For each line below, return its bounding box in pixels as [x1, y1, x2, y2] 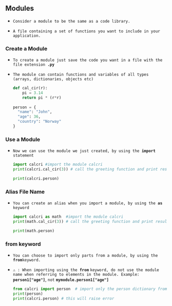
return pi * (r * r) [22, 95, 62, 100]
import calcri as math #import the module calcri [12, 214, 124, 220]
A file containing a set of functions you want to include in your [12, 28, 160, 34]
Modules [5, 4, 34, 13]
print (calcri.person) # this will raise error [12, 296, 114, 301]
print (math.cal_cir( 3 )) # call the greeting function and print [12, 219, 154, 224]
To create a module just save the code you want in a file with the [12, 58, 163, 63]
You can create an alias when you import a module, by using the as [12, 201, 163, 206]
